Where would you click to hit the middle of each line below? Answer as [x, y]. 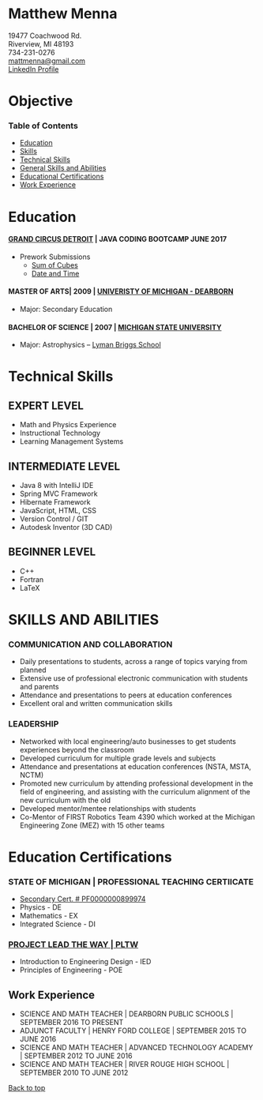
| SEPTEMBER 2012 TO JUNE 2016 [76, 1056]
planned [33, 670]
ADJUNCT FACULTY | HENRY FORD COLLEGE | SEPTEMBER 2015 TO [133, 1031]
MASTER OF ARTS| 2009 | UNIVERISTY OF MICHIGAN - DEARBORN [121, 291]
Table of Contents [43, 126]
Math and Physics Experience [68, 425]
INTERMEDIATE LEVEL [64, 466]
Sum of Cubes [55, 265]
